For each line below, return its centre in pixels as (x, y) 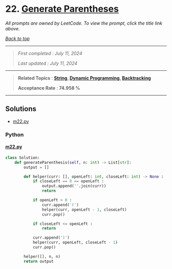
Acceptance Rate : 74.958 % (49, 88)
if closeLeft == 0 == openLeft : (68, 181)
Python (15, 134)
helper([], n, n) (42, 256)
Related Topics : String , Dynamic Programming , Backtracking (84, 78)
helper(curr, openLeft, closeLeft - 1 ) (75, 243)
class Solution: (23, 158)
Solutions (21, 109)
